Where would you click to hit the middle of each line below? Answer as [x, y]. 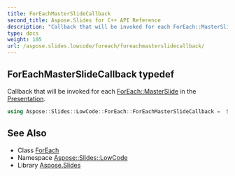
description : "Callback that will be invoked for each [89, 27]
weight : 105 [24, 40]
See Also [27, 133]
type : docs [23, 33]
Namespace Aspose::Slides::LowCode [72, 157]
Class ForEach [38, 150]
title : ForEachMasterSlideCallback [59, 14]
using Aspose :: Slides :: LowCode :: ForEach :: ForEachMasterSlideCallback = [114, 111]
